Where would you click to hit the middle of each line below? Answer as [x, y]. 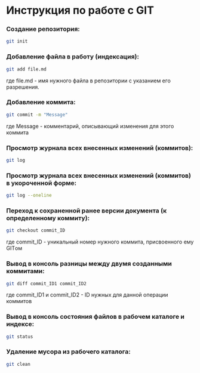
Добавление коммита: [41, 102]
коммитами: [25, 271]
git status [20, 337]
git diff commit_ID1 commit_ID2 [46, 283]
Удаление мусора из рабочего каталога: [68, 352]
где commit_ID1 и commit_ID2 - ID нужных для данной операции [87, 295]
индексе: [20, 324]
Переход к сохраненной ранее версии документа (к [87, 211]
